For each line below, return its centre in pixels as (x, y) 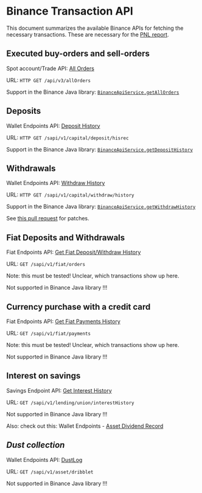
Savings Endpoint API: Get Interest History (59, 390)
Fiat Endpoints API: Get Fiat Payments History (63, 321)
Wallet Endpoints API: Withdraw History (56, 183)
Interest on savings (44, 376)
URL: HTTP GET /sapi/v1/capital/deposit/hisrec (68, 138)
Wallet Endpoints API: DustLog (44, 460)
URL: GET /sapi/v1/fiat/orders (46, 264)
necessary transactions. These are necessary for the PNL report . (88, 34)
